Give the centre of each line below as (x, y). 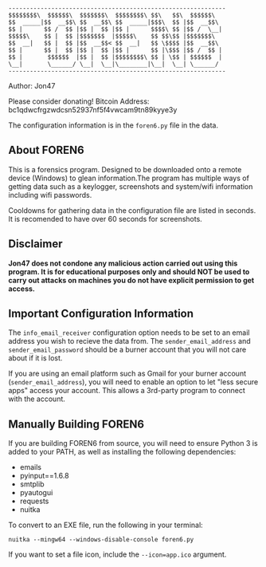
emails (31, 467)
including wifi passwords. (50, 195)
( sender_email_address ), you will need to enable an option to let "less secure (133, 382)
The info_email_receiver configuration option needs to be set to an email (129, 333)
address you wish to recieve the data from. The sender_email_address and (129, 341)
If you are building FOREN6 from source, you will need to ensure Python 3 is (133, 443)
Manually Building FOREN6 (76, 424)
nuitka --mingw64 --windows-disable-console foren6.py (101, 540)
